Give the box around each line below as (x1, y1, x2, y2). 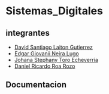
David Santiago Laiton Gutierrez (14, 43, 93, 51)
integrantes (5, 28, 50, 38)
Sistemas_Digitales (5, 4, 103, 18)
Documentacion (5, 80, 67, 90)
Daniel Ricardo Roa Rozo (14, 62, 75, 70)
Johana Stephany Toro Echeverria (14, 57, 98, 63)
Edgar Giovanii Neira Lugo (14, 50, 79, 57)
